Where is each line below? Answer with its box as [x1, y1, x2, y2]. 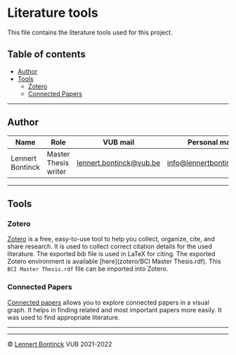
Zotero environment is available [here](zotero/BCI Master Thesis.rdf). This [7, 257, 221, 266]
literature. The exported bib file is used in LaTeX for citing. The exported [7, 250, 216, 258]
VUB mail [103, 137, 135, 147]
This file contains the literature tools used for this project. [7, 28, 173, 36]
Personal [187, 137, 218, 147]
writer [46, 166, 67, 176]
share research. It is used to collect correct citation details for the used [7, 242, 213, 250]
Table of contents [7, 48, 86, 60]
